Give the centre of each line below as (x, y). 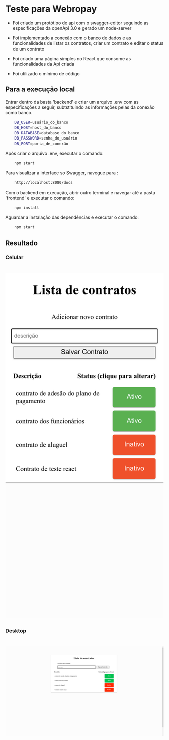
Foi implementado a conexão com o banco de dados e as (72, 38)
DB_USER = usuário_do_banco (41, 122)
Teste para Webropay (51, 9)
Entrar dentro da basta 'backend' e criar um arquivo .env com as (72, 102)
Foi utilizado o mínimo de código (46, 73)
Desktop (16, 631)
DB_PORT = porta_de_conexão (41, 144)
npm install (27, 208)
